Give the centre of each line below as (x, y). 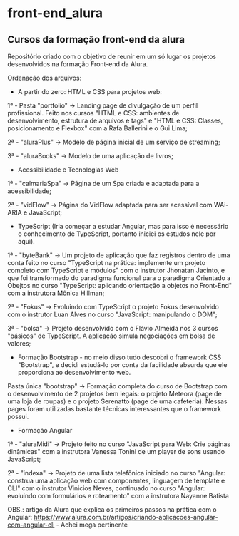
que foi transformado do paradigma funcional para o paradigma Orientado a (119, 278)
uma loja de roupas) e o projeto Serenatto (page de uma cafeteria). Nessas (117, 401)
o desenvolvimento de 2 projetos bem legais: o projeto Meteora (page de (115, 394)
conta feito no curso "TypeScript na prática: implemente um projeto (106, 263)
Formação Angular (45, 430)
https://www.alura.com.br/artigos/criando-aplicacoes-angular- (126, 517)
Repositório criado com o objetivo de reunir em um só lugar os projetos (112, 56)
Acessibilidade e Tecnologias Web (68, 170)
